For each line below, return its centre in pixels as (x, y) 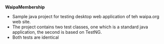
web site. (21, 22)
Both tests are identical (35, 37)
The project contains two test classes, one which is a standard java (80, 27)
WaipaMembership (25, 7)
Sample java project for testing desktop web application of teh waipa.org (86, 16)
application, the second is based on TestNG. (57, 32)
